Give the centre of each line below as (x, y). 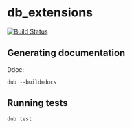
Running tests (38, 103)
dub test (20, 119)
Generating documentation (66, 53)
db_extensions (50, 13)
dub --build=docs (32, 82)
